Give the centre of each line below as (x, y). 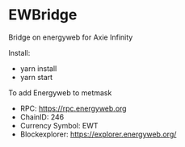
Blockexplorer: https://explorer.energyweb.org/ (98, 134)
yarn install (38, 68)
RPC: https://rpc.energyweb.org (73, 108)
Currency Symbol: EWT (59, 125)
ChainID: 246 (42, 117)
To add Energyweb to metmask (60, 92)
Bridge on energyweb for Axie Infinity (71, 37)
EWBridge (43, 15)
